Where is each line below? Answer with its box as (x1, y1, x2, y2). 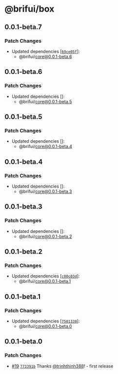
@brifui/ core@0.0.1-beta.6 (19, 54, 72, 59)
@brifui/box (4, 3, 55, 15)
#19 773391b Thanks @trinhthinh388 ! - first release (11, 363, 114, 369)
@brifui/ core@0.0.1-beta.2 (19, 233, 72, 239)
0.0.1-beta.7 (4, 23, 42, 31)
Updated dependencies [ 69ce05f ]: (11, 48, 80, 54)
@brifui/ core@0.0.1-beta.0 (19, 323, 72, 329)
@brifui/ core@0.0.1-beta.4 (19, 144, 73, 150)
